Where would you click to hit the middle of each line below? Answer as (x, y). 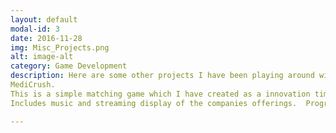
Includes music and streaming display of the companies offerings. (154, 103)
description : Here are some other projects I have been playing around (162, 76)
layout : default (44, 19)
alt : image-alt (42, 57)
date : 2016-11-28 (46, 38)
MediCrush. (33, 85)
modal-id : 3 (35, 29)
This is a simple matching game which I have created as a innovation (160, 94)
